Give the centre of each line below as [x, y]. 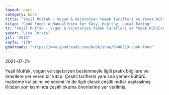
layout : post [19, 10]
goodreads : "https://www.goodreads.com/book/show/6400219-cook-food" [80, 47]
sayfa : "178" [19, 42]
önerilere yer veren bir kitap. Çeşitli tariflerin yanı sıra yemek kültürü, [76, 76]
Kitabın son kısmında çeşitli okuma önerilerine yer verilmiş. [66, 87]
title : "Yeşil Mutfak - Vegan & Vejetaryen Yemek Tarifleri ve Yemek [80, 19]
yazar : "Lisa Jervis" [28, 33]
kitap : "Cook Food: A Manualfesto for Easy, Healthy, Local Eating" [78, 24]
